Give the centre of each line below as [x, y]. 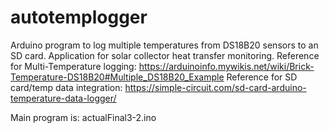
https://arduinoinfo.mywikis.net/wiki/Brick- [226, 66]
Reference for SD [262, 77]
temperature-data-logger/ [63, 98]
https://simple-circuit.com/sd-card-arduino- [215, 87]
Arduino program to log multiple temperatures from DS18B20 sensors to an [164, 45]
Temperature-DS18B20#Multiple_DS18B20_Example [117, 77]
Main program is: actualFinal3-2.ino [83, 117]
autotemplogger [79, 17]
